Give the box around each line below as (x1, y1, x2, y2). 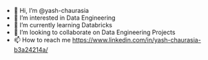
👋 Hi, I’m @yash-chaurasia (13, 7, 90, 14)
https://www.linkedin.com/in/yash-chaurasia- (72, 36, 201, 44)
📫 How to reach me (13, 36, 71, 44)
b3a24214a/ (13, 46, 48, 54)
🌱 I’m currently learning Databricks (13, 21, 112, 29)
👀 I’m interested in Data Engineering (13, 14, 116, 22)
